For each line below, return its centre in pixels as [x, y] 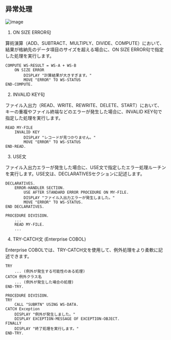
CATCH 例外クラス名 [24, 277]
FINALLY [14, 323]
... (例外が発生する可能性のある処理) [50, 271]
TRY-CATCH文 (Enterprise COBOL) [49, 239]
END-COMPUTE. [19, 84]
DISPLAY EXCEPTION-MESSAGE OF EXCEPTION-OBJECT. [67, 319]
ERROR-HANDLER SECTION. [40, 188]
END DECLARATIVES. [25, 206]
